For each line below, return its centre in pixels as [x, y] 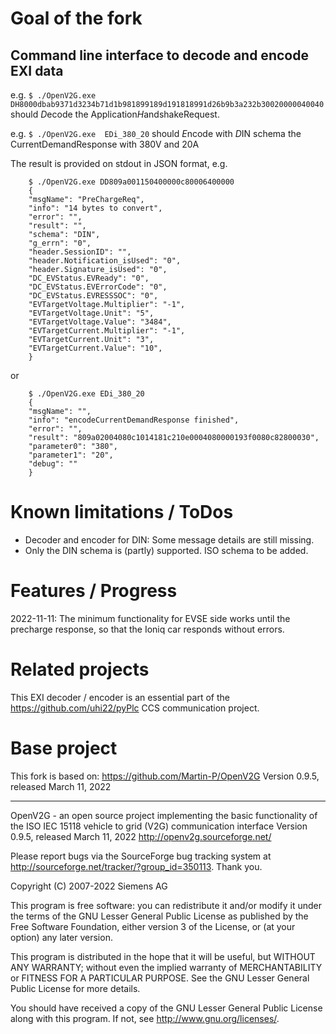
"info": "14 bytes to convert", [95, 208]
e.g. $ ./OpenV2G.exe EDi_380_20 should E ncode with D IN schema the [156, 133]
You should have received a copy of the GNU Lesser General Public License [166, 1008]
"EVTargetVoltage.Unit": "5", [91, 313]
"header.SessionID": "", [80, 252]
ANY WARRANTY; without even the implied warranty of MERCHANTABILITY [166, 967]
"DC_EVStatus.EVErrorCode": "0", [98, 287]
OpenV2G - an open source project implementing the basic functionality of [164, 815]
